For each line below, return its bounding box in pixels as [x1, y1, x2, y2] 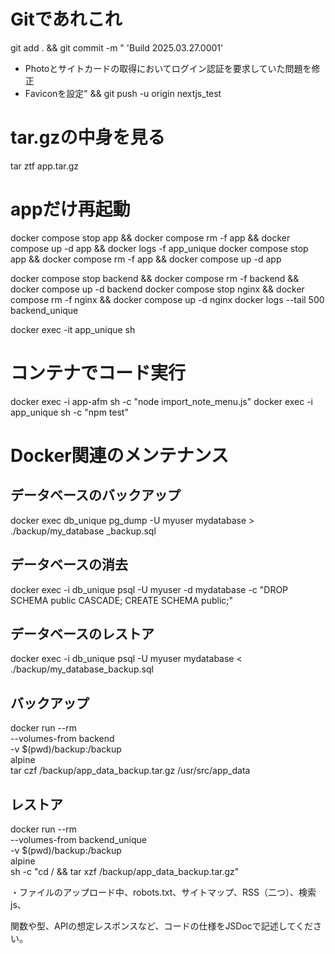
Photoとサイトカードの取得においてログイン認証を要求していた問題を [24, 62, 312, 74]
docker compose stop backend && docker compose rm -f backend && [10, 272, 300, 284]
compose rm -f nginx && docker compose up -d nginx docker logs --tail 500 [10, 293, 325, 305]
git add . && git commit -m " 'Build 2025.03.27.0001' [10, 41, 224, 54]
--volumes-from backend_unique [10, 834, 147, 845]
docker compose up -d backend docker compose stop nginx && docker [10, 283, 305, 295]
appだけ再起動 [10, 198, 131, 221]
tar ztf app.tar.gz [10, 160, 80, 172]
